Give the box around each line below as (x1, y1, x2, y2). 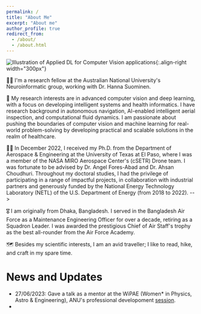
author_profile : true (6, 25, 61, 32)
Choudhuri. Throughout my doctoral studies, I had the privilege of (6, 170, 169, 177)
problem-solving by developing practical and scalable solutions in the (21, 126, 194, 134)
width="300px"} (6, 65, 47, 72)
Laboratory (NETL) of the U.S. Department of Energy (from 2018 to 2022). (6, 189, 189, 196)
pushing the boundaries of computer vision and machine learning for (6, 120, 176, 127)
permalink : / (6, 8, 39, 15)
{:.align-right (155, 58, 187, 66)
